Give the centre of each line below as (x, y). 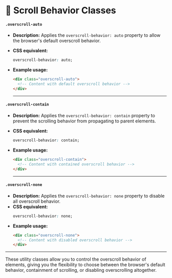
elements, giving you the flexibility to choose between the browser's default (85, 265)
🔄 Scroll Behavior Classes (61, 10)
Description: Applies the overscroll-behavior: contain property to (84, 116)
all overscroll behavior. (36, 201)
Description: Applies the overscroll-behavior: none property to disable (89, 196)
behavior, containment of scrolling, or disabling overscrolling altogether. (81, 270)
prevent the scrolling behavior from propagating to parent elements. (84, 121)
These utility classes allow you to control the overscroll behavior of (76, 259)
